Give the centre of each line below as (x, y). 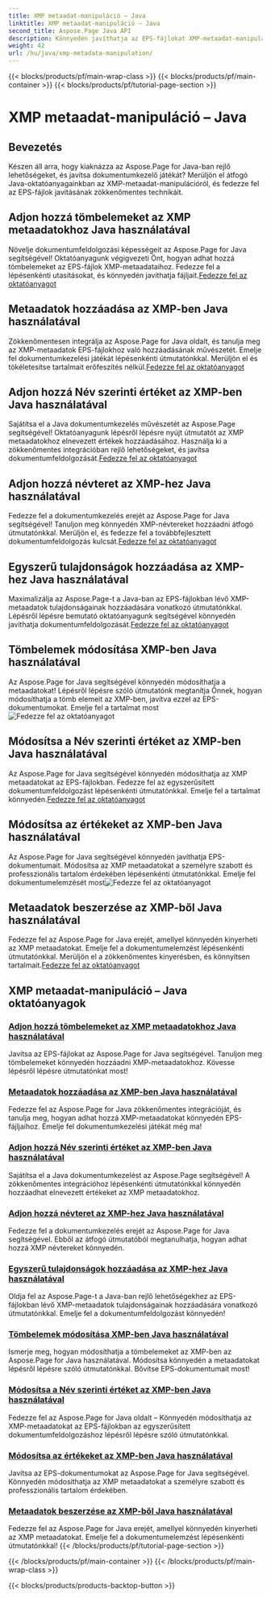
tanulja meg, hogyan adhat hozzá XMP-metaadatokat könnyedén (116, 1118)
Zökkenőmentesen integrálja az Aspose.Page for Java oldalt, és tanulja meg (134, 341)
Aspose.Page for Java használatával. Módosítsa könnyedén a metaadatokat (134, 1360)
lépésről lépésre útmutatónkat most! (68, 1071)
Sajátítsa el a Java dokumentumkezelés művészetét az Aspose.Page (122, 424)
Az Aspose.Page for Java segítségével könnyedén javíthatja (108, 856)
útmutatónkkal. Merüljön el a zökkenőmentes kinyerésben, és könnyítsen (129, 957)
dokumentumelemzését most (57, 882)
